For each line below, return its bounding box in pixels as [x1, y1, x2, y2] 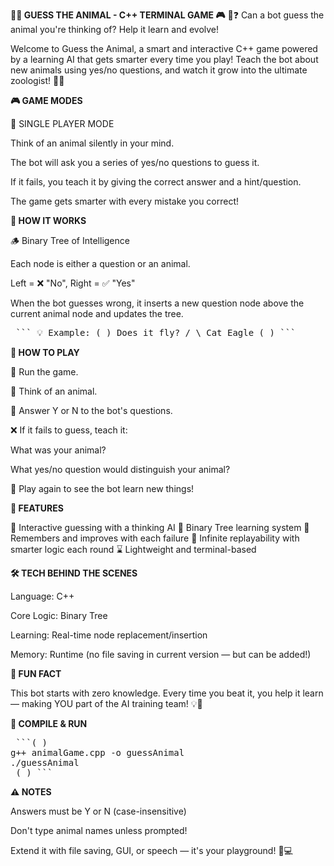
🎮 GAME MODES [10, 95, 83, 106]
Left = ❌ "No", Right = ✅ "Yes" [10, 277, 136, 289]
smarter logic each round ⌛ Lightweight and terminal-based [10, 544, 257, 555]
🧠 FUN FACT [10, 668, 62, 679]
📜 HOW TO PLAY [10, 347, 80, 358]
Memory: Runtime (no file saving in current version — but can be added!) [10, 649, 312, 660]
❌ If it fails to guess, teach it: [10, 424, 128, 436]
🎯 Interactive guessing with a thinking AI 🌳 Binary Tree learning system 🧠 [10, 522, 310, 533]
